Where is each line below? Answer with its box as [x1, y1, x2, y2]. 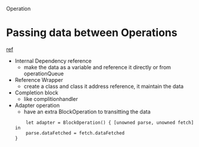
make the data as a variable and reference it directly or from [23, 63, 172, 71]
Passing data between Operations [6, 26, 178, 39]
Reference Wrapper [14, 76, 64, 83]
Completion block [14, 89, 58, 96]
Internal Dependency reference [14, 57, 92, 65]
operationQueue [23, 70, 64, 77]
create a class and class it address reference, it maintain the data [23, 82, 184, 90]
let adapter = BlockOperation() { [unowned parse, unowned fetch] [26, 120, 194, 125]
